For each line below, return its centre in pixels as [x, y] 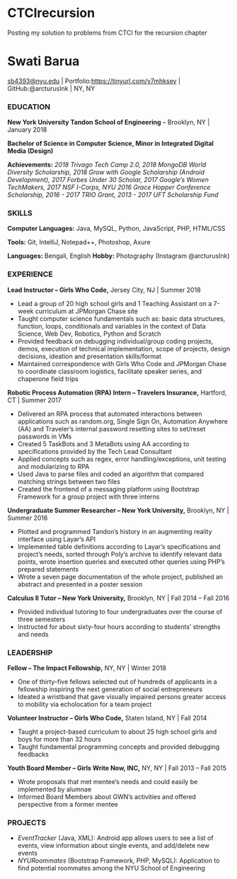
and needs [33, 634]
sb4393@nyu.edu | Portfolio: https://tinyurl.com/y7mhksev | [94, 81]
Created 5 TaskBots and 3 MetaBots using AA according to [103, 443]
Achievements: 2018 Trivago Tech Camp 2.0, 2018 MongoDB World [107, 165]
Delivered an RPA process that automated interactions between [110, 414]
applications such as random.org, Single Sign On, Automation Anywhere [123, 421]
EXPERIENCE [30, 274]
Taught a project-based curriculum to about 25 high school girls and [117, 732]
